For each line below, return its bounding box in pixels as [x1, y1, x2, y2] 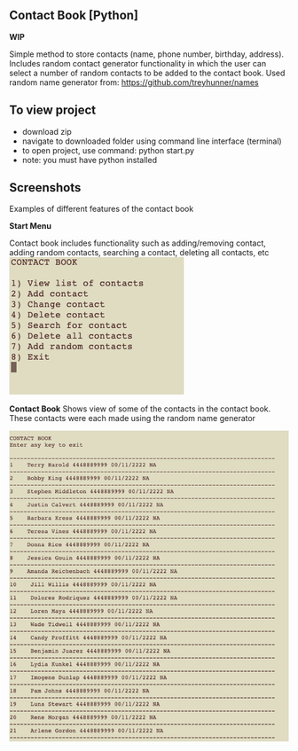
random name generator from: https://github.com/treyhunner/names [9, 76, 259, 88]
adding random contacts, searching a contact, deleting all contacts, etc [9, 247, 270, 258]
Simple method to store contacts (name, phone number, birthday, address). [9, 49, 285, 59]
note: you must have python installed [21, 154, 158, 165]
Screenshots [9, 180, 82, 195]
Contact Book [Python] [9, 8, 139, 23]
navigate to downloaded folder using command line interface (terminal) [21, 136, 282, 146]
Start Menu [9, 221, 51, 231]
